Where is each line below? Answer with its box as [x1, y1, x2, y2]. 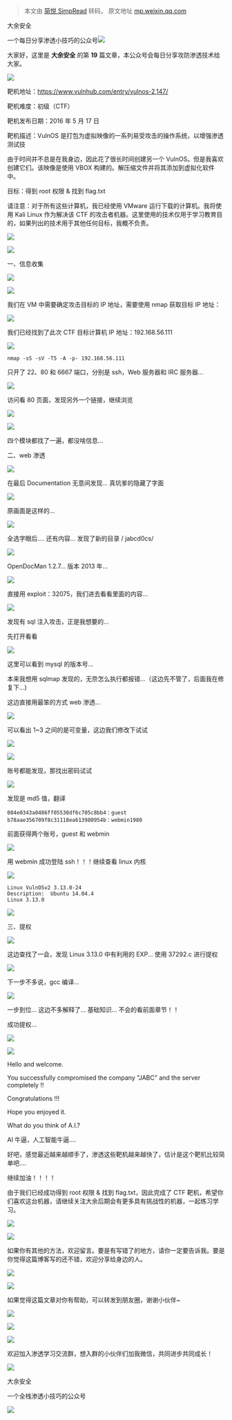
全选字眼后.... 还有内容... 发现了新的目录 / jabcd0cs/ [7, 534, 154, 543]
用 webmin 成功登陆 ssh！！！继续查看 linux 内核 [7, 857, 146, 866]
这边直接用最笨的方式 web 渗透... [7, 698, 101, 706]
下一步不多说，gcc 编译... [7, 978, 79, 986]
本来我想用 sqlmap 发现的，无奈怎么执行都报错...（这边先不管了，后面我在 [7, 675, 219, 683]
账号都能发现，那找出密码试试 [7, 766, 92, 775]
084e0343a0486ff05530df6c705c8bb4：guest [7, 809, 127, 816]
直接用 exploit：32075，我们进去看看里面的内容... [7, 590, 148, 598]
